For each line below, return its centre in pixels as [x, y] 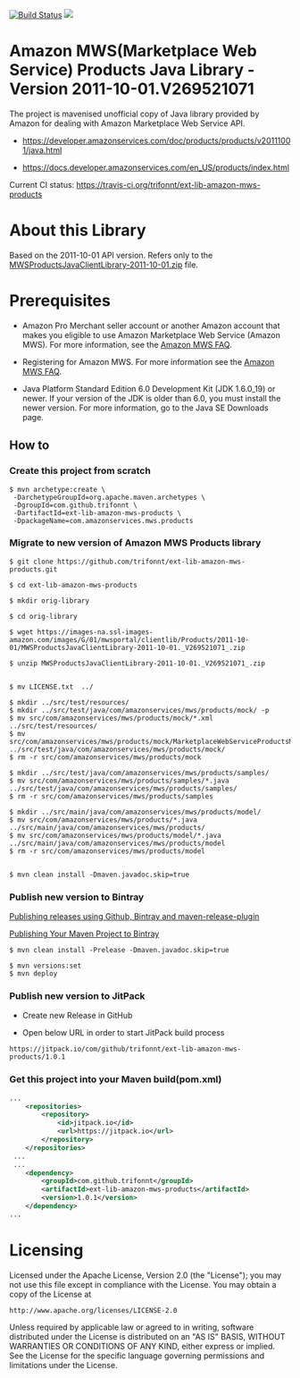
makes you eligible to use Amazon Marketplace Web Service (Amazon [151, 334]
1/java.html [42, 150]
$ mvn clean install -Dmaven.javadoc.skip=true [100, 875]
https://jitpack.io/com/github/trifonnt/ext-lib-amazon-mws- [125, 1049]
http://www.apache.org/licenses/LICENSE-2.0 [93, 1310]
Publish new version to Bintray [77, 897]
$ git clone [31, 562]
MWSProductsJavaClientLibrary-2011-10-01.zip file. [104, 265]
